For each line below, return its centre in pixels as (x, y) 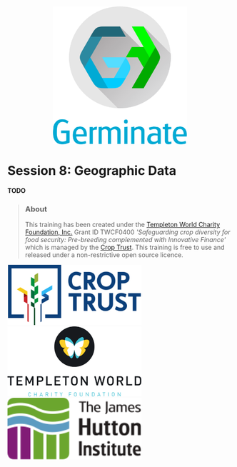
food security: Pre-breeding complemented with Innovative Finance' (125, 240)
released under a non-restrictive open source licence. (104, 255)
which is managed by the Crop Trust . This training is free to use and (125, 247)
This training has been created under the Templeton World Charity (122, 225)
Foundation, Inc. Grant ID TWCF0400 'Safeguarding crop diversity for (127, 232)
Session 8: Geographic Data (92, 171)
